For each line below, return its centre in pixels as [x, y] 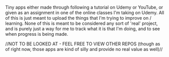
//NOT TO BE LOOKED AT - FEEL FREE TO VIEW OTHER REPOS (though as [83, 44]
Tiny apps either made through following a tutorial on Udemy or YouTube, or [84, 7]
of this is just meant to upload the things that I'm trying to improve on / [78, 18]
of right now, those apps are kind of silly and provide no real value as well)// [84, 49]
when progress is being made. [37, 34]
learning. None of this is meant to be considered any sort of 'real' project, [81, 23]
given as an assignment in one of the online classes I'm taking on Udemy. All [85, 13]
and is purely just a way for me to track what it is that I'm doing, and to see [83, 29]
